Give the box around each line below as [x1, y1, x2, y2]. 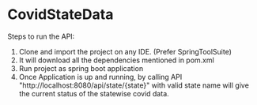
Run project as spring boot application [18, 63, 144, 73]
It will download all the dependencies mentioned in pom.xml [18, 55, 214, 65]
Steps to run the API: [7, 32, 75, 41]
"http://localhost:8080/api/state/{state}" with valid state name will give [18, 81, 250, 90]
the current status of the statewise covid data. [18, 88, 169, 98]
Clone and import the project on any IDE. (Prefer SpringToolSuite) [18, 47, 232, 56]
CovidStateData [7, 6, 114, 24]
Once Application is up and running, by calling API [18, 72, 183, 81]
